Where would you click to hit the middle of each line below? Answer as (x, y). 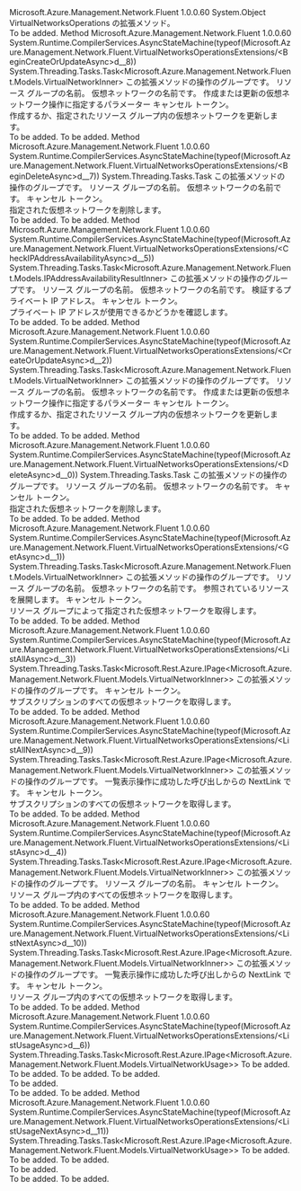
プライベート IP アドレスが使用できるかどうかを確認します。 (121, 312)
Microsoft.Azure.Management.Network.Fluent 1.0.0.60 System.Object (138, 12)
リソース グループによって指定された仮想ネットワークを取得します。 (135, 611)
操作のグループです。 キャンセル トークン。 (105, 690)
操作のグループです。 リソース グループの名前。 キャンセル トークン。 (154, 883)
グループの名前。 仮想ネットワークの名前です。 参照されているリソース (158, 588)
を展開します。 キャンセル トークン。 (78, 600)
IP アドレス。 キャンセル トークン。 (116, 301)
